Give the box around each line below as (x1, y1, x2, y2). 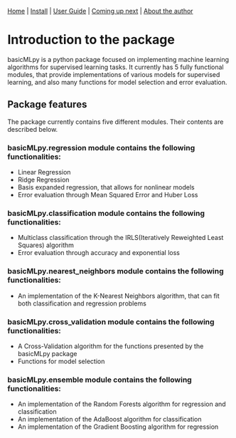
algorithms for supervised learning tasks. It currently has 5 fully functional (7, 63, 224, 71)
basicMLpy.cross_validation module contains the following (7, 317, 215, 327)
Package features (7, 98, 87, 110)
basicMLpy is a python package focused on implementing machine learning (7, 55, 230, 63)
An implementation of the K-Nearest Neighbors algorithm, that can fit (17, 291, 220, 300)
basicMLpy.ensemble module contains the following (7, 375, 192, 385)
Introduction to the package (7, 32, 176, 48)
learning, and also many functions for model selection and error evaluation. (7, 78, 227, 86)
